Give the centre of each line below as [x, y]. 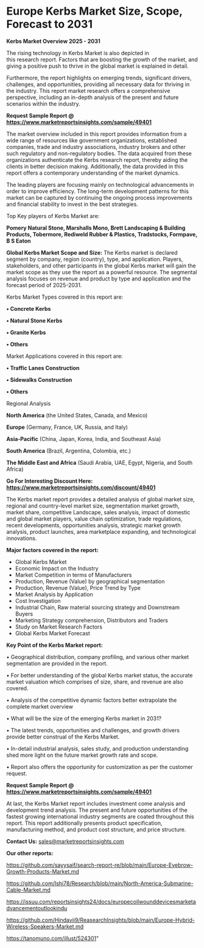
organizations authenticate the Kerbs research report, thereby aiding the [97, 159]
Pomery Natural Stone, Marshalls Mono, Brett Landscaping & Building [96, 228]
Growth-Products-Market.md [43, 871]
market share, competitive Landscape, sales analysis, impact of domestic [98, 512]
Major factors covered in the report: [52, 550]
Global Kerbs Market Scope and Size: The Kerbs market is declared [92, 252]
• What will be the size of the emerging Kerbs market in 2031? [84, 718]
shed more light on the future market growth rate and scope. [82, 755]
